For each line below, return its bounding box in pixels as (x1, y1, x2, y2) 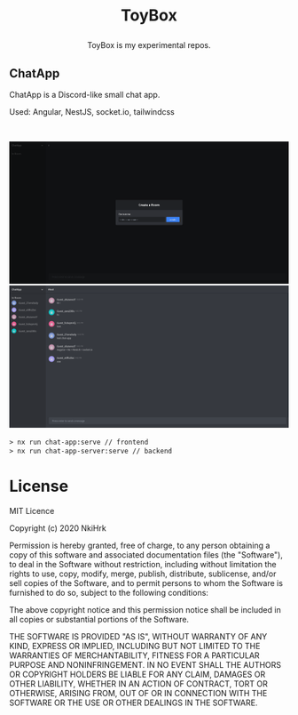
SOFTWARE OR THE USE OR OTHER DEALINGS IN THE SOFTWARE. (9, 697, 258, 708)
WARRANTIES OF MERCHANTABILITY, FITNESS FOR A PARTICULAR (9, 650, 260, 661)
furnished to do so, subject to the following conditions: (9, 587, 208, 598)
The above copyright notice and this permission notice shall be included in (9, 604, 281, 615)
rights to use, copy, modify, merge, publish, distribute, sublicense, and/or (9, 568, 277, 579)
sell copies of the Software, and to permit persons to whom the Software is (9, 577, 284, 588)
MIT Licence (9, 505, 55, 516)
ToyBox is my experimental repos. (87, 40, 211, 51)
